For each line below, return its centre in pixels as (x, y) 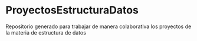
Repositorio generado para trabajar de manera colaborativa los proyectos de (98, 26)
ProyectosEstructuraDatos (72, 10)
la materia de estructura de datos (46, 32)
